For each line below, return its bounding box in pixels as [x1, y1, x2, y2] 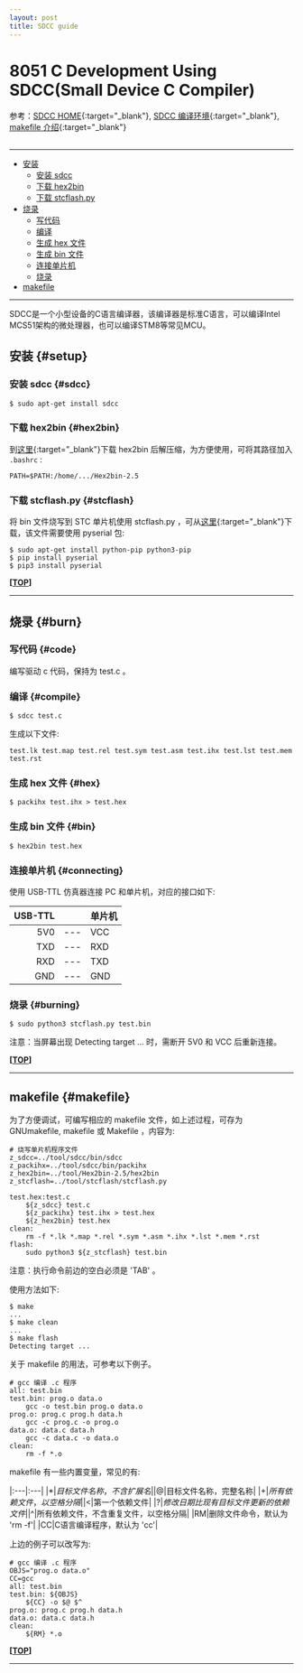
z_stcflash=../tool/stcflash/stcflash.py [9, 1177, 168, 1186]
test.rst [9, 755, 42, 764]
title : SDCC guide [9, 22, 78, 31]
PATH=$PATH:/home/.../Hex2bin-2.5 [9, 471, 140, 480]
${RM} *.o [25, 1630, 63, 1639]
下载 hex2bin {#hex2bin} [9, 422, 120, 434]
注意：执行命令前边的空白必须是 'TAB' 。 [9, 1265, 161, 1276]
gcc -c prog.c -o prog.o [25, 1418, 119, 1427]
